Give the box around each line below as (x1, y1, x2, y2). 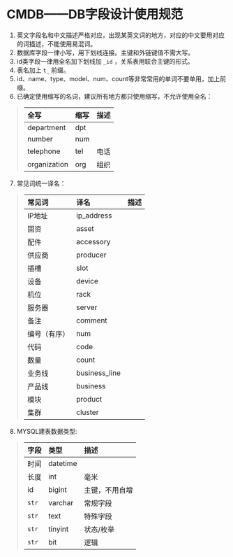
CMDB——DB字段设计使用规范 (6, 6, 183, 22)
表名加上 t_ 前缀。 (16, 66, 70, 74)
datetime (47, 458, 77, 468)
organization (27, 159, 69, 169)
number (27, 134, 53, 143)
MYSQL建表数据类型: (16, 427, 77, 435)
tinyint (47, 524, 69, 534)
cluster (75, 407, 99, 417)
